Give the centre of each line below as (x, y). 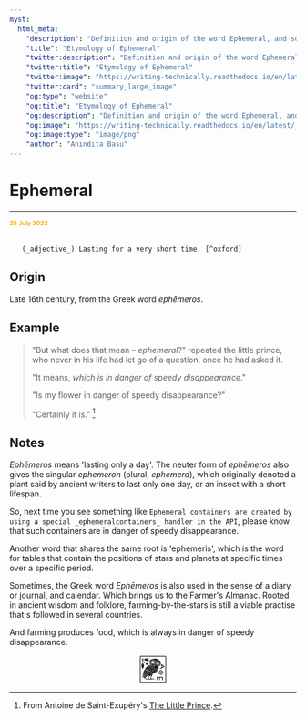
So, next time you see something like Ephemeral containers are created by (151, 512)
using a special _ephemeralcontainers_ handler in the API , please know (150, 521)
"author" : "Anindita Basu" (77, 145)
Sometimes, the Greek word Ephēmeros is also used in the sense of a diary (150, 586)
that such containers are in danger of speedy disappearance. (124, 531)
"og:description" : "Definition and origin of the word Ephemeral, (154, 115)
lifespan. (25, 494)
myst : (20, 19)
